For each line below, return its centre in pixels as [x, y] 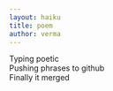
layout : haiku [35, 17]
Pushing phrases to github [57, 68]
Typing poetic [34, 59]
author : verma [35, 34]
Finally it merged [40, 78]
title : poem [31, 26]
